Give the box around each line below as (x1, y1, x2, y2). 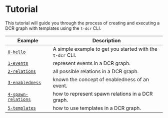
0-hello (7, 49, 26, 55)
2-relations (7, 68, 36, 74)
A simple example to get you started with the (52, 45, 157, 52)
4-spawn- (7, 91, 28, 97)
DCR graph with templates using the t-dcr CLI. (5, 25, 101, 31)
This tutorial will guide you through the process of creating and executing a (5, 20, 160, 26)
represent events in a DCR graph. (52, 60, 131, 67)
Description (92, 37, 121, 44)
